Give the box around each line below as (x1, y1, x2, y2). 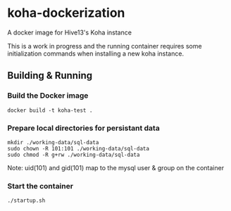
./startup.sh (7, 197, 46, 205)
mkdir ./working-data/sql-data (7, 139, 99, 146)
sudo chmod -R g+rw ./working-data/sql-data (7, 151, 140, 158)
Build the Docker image (7, 91, 89, 101)
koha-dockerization (7, 5, 125, 21)
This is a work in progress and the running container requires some (7, 41, 202, 50)
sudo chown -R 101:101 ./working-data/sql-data (7, 145, 150, 152)
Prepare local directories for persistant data (7, 123, 160, 133)
